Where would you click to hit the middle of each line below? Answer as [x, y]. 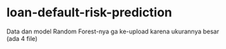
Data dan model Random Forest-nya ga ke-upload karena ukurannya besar [113, 31]
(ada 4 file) [22, 38]
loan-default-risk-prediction [90, 13]
